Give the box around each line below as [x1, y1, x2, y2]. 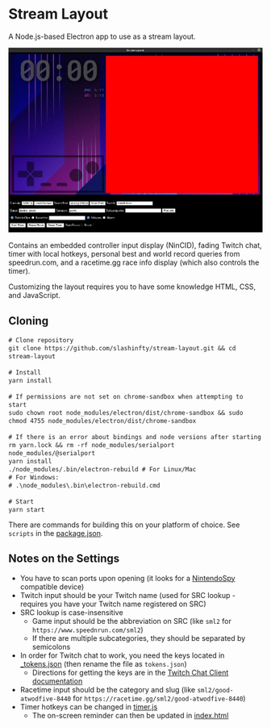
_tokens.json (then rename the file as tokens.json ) [19, 659, 187, 668]
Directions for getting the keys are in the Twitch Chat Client [31, 667, 229, 677]
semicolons [31, 642, 71, 651]
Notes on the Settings [8, 552, 120, 566]
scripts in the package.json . [8, 528, 103, 538]
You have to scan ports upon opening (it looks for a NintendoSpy [19, 573, 236, 583]
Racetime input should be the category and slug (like [19, 684, 196, 694]
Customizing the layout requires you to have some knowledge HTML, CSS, [8, 282, 256, 291]
